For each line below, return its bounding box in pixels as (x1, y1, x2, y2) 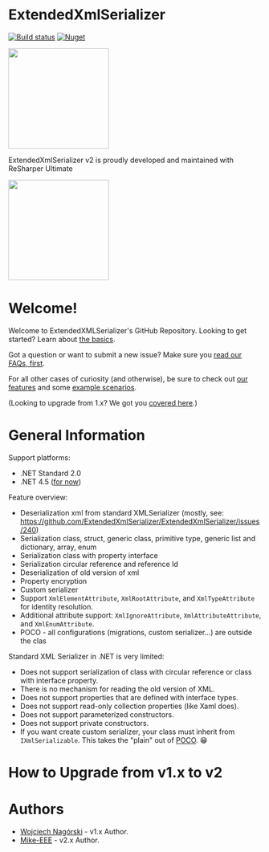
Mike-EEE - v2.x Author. (19, 835, 100, 845)
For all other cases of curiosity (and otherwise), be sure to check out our (8, 373, 249, 383)
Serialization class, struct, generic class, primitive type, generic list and (19, 533, 255, 543)
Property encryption (19, 576, 88, 585)
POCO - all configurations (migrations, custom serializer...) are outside (19, 627, 253, 637)
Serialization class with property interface (19, 550, 158, 560)
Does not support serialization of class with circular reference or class (19, 667, 252, 676)
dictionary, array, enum (19, 542, 97, 552)
